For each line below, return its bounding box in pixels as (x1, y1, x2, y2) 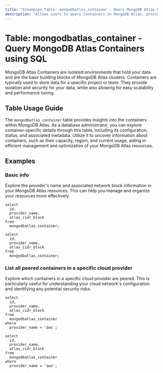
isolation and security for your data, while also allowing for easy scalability (5, 85, 154, 90)
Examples (5, 157, 35, 165)
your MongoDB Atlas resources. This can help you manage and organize (5, 188, 150, 194)
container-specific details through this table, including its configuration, (5, 127, 148, 133)
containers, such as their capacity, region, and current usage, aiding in (5, 138, 147, 143)
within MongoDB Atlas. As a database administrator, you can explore (5, 122, 142, 128)
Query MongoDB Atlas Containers (5, 43, 145, 54)
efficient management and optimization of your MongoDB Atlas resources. (5, 143, 154, 149)
